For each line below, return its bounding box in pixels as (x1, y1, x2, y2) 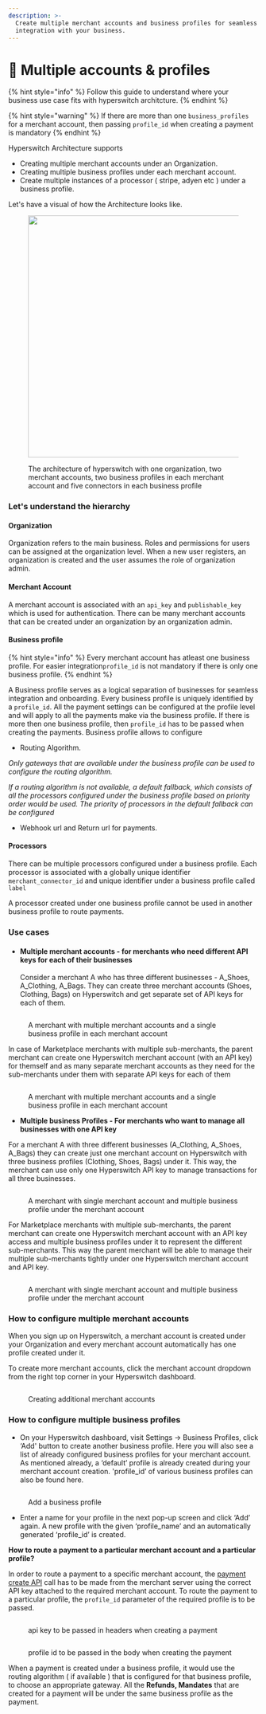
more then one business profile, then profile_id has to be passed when (8, 719, 245, 728)
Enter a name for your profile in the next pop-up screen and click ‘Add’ (19, 1512, 251, 1522)
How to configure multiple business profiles (8, 1414, 181, 1426)
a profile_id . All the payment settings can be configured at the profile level (8, 702, 256, 712)
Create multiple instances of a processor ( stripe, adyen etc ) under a (19, 176, 246, 186)
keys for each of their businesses (19, 955, 133, 964)
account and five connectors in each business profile (28, 481, 202, 491)
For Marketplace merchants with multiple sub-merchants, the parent (8, 1220, 232, 1230)
